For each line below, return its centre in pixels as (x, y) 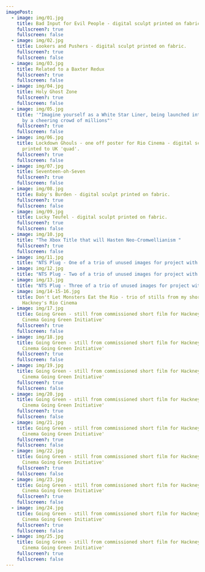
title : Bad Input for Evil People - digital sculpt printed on (99, 23)
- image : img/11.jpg (37, 257)
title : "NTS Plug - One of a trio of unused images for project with (107, 263)
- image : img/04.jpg (37, 86)
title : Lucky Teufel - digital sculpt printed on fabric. (92, 217)
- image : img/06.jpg (37, 138)
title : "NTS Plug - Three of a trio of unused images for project (103, 286)
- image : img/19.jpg (37, 365)
